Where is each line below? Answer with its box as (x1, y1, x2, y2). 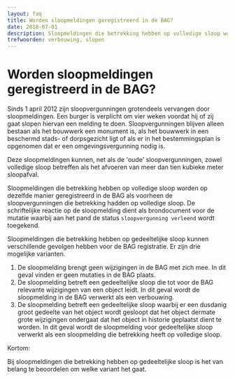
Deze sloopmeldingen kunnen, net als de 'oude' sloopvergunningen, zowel (7, 156, 222, 164)
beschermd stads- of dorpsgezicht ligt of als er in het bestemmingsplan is (7, 135, 221, 143)
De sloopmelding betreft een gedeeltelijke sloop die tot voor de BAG (17, 278, 214, 287)
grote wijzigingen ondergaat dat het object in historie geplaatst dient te (17, 315, 222, 324)
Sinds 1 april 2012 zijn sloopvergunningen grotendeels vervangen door (7, 104, 210, 113)
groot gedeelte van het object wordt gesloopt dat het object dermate (17, 308, 215, 316)
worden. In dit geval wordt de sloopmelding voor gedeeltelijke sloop (17, 323, 213, 332)
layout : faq (7, 10, 42, 18)
